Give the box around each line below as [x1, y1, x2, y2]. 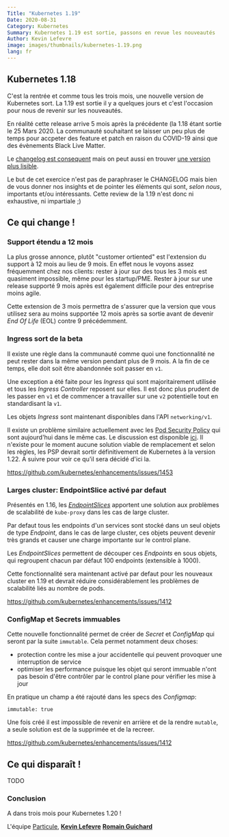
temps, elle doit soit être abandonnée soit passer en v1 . [7, 364, 163, 372]
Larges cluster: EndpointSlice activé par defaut [7, 485, 167, 495]
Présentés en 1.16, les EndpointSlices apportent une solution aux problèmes [7, 500, 219, 508]
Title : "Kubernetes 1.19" [7, 10, 81, 17]
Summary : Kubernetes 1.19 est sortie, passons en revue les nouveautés [7, 29, 215, 36]
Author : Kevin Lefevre [7, 36, 72, 42]
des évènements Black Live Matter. [7, 141, 106, 149]
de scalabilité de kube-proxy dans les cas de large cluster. [7, 508, 170, 516]
